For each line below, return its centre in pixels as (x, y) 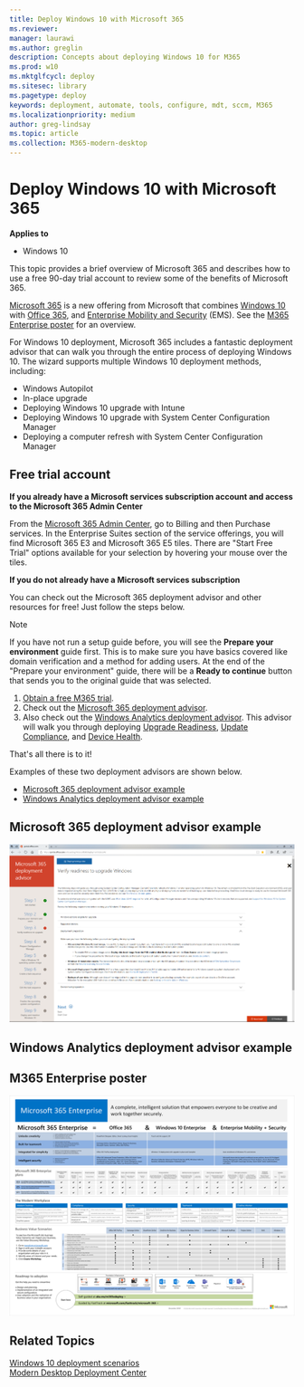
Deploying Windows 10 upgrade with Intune (104, 407)
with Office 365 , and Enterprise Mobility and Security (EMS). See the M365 (149, 315)
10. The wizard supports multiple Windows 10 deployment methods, (136, 361)
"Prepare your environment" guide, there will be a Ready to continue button (151, 671)
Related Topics (52, 1341)
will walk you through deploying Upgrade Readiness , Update (135, 727)
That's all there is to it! (51, 754)
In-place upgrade (55, 397)
